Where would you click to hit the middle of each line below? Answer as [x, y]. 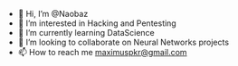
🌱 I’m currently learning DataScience [86, 33]
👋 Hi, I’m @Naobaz [53, 14]
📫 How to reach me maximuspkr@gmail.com [102, 52]
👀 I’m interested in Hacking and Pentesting [97, 23]
